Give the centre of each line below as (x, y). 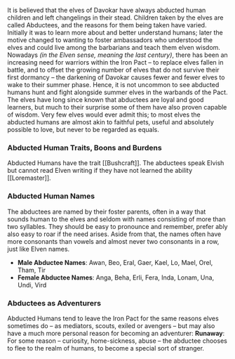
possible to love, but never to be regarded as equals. (83, 130)
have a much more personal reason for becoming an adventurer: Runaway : (116, 333)
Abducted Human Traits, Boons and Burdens (85, 148)
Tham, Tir (31, 270)
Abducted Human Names (51, 196)
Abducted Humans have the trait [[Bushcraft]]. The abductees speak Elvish (116, 163)
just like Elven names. (39, 249)
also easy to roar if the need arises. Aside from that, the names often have (114, 234)
